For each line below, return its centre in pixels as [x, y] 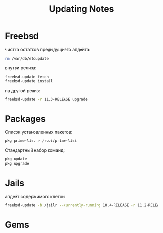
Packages [25, 118]
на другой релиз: [23, 90]
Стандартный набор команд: [35, 150]
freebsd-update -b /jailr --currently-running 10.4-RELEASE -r [70, 205]
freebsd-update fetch [27, 77]
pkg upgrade [17, 164]
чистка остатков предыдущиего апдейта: [48, 49]
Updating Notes [81, 9]
